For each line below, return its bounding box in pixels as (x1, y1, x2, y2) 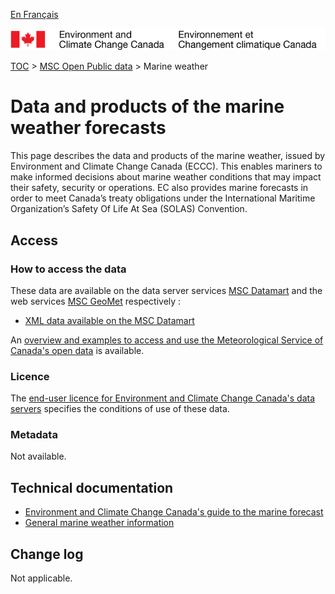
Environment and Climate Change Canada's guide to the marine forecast (24, 506, 324, 518)
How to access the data (10, 262, 127, 276)
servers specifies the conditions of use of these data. (10, 403, 230, 415)
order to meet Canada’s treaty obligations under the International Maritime (10, 192, 316, 204)
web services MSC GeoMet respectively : (10, 295, 182, 307)
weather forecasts (10, 117, 167, 139)
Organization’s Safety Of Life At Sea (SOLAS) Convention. (10, 203, 248, 215)
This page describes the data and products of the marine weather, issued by (10, 150, 326, 162)
